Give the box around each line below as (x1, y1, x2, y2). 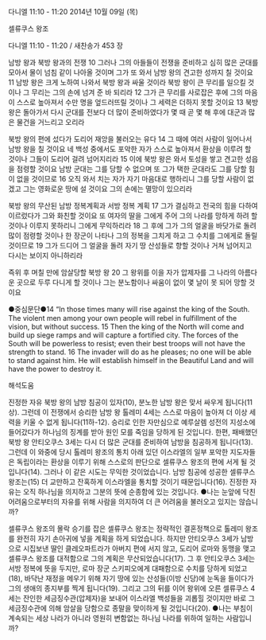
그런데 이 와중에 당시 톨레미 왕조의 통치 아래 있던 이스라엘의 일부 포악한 (8, 447, 229, 456)
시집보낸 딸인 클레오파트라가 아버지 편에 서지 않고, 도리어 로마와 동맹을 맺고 (22, 544, 256, 553)
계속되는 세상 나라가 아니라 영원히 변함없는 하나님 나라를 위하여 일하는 (8, 614, 225, 622)
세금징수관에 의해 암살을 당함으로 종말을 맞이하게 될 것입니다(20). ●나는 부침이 (8, 603, 253, 613)
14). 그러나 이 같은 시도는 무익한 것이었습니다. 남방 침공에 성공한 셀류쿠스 (29, 467, 256, 476)
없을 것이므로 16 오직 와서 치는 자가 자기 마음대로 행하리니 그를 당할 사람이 (16, 174, 246, 183)
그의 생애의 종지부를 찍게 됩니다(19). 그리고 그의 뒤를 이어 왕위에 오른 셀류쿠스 (8, 583, 249, 593)
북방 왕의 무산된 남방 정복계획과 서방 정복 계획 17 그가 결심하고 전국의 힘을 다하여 (8, 201, 258, 210)
